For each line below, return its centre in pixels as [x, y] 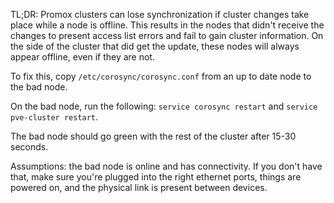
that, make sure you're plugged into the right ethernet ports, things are [156, 177]
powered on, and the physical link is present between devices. [139, 187]
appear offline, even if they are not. [82, 57]
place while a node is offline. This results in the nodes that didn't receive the [167, 25]
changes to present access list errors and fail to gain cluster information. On [167, 35]
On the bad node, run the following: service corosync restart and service [164, 106]
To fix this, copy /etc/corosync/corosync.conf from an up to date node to [161, 76]
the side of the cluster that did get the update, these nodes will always [155, 46]
